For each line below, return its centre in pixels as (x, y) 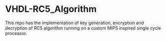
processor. (16, 33)
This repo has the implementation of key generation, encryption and (75, 23)
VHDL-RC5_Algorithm (51, 9)
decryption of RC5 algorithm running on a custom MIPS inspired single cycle (83, 28)
